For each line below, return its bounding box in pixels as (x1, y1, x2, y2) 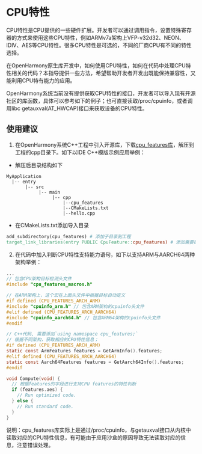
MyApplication (6, 173, 42, 179)
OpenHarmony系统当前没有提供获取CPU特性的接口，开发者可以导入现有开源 (6, 90, 196, 97)
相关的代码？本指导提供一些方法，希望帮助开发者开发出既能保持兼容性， (11, 69, 191, 76)
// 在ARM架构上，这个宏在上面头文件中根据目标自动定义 (6, 292, 126, 298)
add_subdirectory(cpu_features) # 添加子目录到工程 (6, 233, 131, 239)
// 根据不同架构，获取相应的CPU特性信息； (6, 337, 99, 343)
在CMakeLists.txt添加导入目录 (14, 221, 89, 229)
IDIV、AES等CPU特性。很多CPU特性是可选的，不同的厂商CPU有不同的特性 (6, 41, 192, 49)
